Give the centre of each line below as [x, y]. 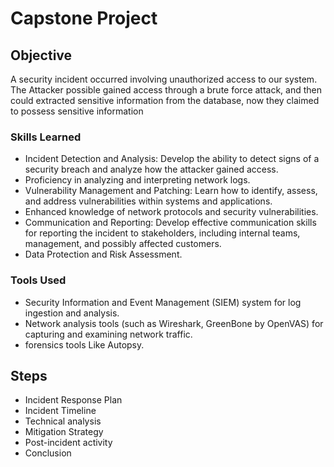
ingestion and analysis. [72, 313]
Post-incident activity [68, 443]
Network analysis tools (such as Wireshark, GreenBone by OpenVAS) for [174, 323]
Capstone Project [84, 18]
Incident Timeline [60, 411]
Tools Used [38, 280]
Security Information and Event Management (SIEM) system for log [163, 302]
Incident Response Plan [73, 400]
